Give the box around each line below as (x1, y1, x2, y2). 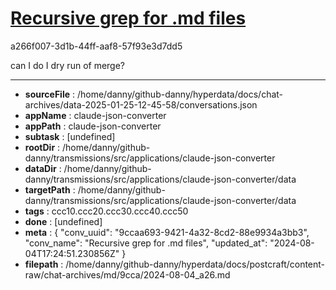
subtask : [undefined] (24, 130, 116, 142)
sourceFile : (24, 88, 76, 100)
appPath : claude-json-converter (24, 120, 162, 132)
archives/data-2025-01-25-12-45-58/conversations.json (24, 98, 258, 111)
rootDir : (24, 141, 61, 153)
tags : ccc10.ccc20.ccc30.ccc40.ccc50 (24, 205, 189, 217)
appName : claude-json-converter (24, 109, 167, 121)
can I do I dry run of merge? (10, 59, 126, 71)
